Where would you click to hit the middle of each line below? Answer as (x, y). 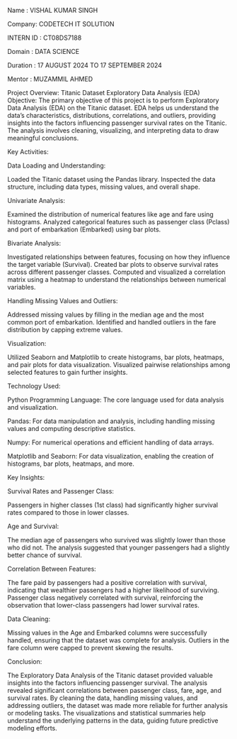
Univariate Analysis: (36, 201)
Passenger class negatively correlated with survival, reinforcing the (105, 598)
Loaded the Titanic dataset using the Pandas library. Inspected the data (111, 179)
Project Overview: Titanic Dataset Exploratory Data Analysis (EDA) (104, 93)
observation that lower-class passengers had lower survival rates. (103, 605)
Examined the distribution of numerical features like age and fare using (110, 214)
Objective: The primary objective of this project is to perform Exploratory (113, 100)
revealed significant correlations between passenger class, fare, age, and (114, 690)
